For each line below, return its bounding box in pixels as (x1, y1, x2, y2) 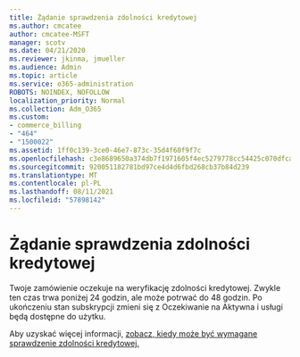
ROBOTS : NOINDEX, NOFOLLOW (9, 87, 110, 96)
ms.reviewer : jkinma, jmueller (9, 54, 126, 63)
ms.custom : (9, 112, 50, 121)
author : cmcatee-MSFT (9, 29, 90, 38)
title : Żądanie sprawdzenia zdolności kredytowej (9, 12, 198, 22)
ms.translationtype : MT (9, 170, 98, 179)
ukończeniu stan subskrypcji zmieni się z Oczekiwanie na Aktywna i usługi (9, 301, 284, 312)
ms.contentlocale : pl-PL (9, 179, 102, 188)
